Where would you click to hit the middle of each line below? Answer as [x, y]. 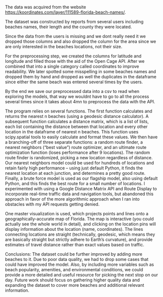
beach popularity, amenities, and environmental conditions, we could [74, 269]
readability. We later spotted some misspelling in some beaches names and [81, 72]
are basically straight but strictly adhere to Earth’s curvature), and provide [79, 240]
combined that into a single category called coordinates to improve [72, 66]
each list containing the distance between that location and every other [76, 127]
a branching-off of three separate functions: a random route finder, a [74, 142]
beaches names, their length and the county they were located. [69, 27]
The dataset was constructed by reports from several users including [74, 22]
